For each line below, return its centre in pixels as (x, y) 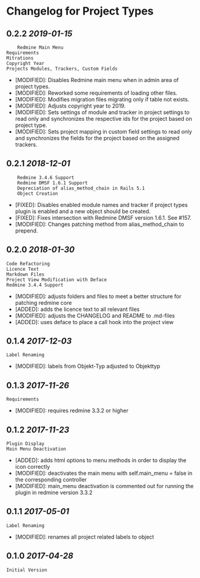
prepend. (26, 230)
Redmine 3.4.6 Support (46, 177)
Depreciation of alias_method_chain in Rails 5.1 (81, 188)
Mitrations (20, 58)
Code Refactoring (28, 263)
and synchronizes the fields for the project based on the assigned (97, 138)
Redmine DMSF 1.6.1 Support (52, 183)
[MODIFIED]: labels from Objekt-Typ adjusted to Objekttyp (88, 366)
